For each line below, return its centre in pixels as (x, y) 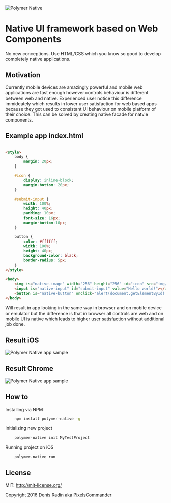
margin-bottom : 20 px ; (47, 185)
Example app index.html (45, 136)
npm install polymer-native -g (48, 419)
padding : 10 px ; (40, 213)
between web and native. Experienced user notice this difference (74, 98)
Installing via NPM (24, 409)
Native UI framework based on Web (82, 29)
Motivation (23, 75)
